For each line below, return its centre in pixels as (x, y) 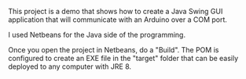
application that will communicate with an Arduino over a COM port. (118, 20)
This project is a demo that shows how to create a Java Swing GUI (116, 11)
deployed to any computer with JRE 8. (70, 66)
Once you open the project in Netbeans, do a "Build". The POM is (114, 50)
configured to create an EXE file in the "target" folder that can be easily (123, 58)
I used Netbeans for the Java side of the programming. (97, 35)
